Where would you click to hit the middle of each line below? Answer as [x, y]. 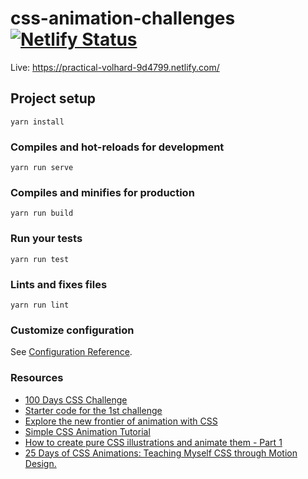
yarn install [37, 122]
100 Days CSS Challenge [76, 399]
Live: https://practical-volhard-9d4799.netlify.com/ [115, 67]
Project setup [53, 98]
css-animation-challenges [123, 18]
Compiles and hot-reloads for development [117, 147]
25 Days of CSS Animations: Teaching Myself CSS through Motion [161, 453]
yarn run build [42, 213]
